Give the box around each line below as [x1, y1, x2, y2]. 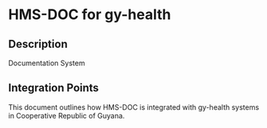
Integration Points [8, 81, 100, 95]
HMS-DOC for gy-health [8, 6, 171, 24]
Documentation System [8, 58, 85, 68]
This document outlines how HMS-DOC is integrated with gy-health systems [8, 102, 260, 112]
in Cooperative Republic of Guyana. [8, 111, 125, 120]
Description [8, 37, 68, 51]
